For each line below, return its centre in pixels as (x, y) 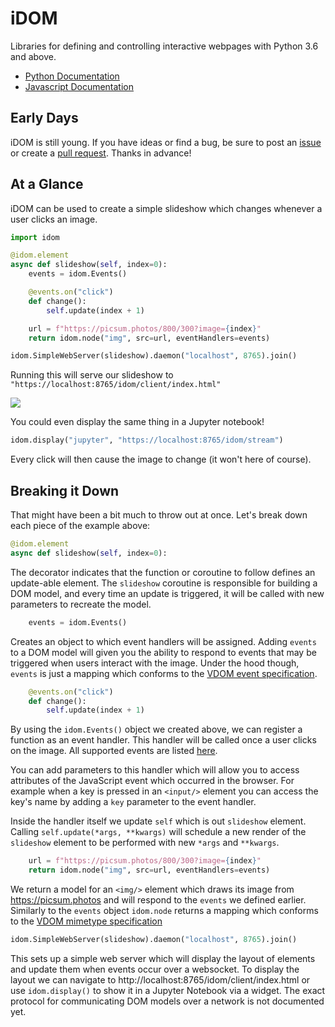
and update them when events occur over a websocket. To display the (155, 969)
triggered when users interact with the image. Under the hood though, (155, 663)
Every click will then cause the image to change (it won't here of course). (161, 459)
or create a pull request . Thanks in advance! (101, 153)
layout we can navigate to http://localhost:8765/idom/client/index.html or (160, 979)
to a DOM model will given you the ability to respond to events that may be (163, 652)
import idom (35, 237)
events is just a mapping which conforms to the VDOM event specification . (164, 673)
